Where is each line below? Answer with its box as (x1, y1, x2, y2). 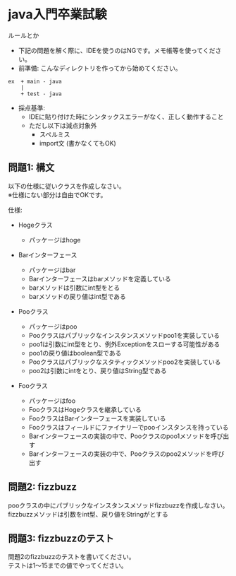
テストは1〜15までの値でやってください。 (8, 561, 128, 570)
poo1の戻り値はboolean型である (28, 348, 122, 357)
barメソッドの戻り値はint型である (28, 292, 126, 300)
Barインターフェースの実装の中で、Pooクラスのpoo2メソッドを (28, 449, 213, 458)
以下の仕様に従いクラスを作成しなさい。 (8, 182, 125, 190)
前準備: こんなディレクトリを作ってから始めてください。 (18, 64, 182, 72)
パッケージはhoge (28, 235, 81, 244)
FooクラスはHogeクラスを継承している (28, 405, 142, 413)
